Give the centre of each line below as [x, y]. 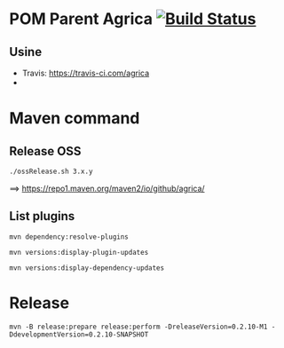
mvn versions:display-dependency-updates [87, 268]
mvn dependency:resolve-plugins [69, 237]
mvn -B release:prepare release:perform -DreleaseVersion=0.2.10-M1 [138, 327]
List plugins [42, 216]
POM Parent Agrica [81, 19]
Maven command [75, 119]
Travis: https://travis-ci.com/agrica [86, 73]
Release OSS [45, 151]
